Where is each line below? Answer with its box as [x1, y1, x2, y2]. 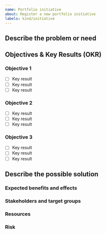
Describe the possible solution [5, 170, 99, 178]
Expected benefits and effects [5, 185, 77, 191]
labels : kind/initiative [5, 16, 55, 21]
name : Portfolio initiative [5, 7, 62, 12]
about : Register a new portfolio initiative [5, 12, 96, 16]
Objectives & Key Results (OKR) [5, 50, 102, 59]
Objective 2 [5, 99, 33, 106]
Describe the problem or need [5, 34, 96, 42]
